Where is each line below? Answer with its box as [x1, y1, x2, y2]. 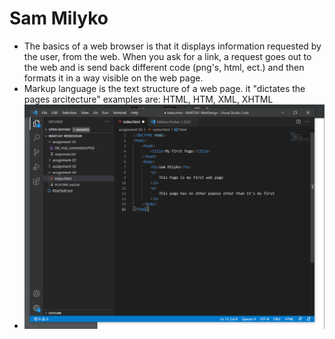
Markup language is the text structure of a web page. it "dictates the [23, 82, 306, 94]
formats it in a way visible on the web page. [23, 72, 204, 84]
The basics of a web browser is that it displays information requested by [23, 40, 322, 52]
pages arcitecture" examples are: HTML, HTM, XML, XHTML [23, 93, 274, 105]
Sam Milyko [9, 7, 109, 30]
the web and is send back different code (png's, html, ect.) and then [23, 61, 305, 73]
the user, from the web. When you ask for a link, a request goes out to [23, 50, 312, 62]
